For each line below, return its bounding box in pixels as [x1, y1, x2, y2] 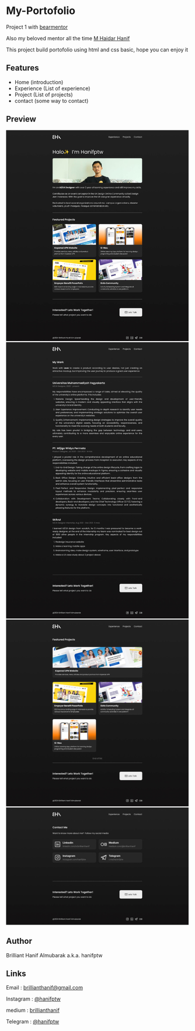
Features [6, 63, 39, 73]
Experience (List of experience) [14, 85, 90, 92]
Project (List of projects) [14, 91, 73, 98]
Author [6, 936, 32, 946]
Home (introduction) [14, 78, 64, 85]
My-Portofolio [6, 4, 76, 18]
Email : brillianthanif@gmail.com [6, 984, 83, 991]
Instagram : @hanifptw [6, 995, 61, 1002]
